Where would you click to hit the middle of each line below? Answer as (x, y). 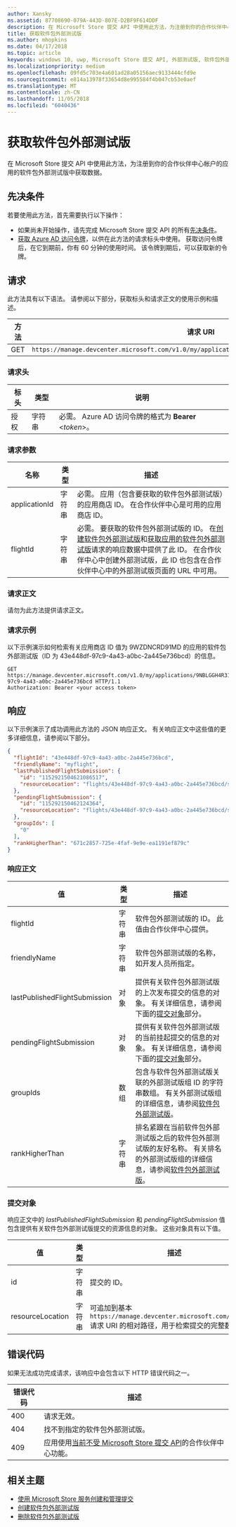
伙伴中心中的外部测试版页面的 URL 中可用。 (149, 571)
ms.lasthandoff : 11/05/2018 (48, 99)
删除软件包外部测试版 (48, 1516)
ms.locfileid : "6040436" (44, 106)
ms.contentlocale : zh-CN (44, 92)
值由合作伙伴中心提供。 (174, 929)
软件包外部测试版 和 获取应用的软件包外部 (151, 539)
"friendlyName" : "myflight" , (56, 765)
